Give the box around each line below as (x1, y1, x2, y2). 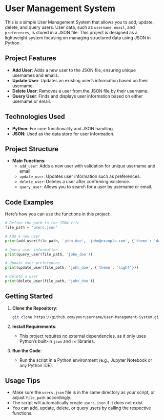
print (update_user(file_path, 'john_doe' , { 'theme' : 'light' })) (5, 265, 139, 270)
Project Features (5, 54, 57, 63)
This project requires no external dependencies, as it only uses (19, 333, 146, 339)
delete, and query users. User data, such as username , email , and (5, 24, 135, 30)
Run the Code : (12, 348, 42, 353)
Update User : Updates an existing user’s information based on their (12, 77, 148, 83)
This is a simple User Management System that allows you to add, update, (5, 19, 154, 25)
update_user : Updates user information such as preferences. (19, 173, 141, 179)
